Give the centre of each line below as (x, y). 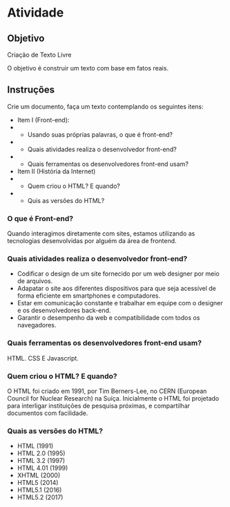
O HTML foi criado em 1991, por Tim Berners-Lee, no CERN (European (107, 391)
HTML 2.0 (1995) (41, 453)
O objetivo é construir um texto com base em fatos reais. (88, 68)
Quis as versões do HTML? (66, 200)
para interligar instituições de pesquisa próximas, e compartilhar (99, 406)
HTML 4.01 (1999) (42, 468)
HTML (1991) (35, 446)
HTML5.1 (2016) (39, 490)
